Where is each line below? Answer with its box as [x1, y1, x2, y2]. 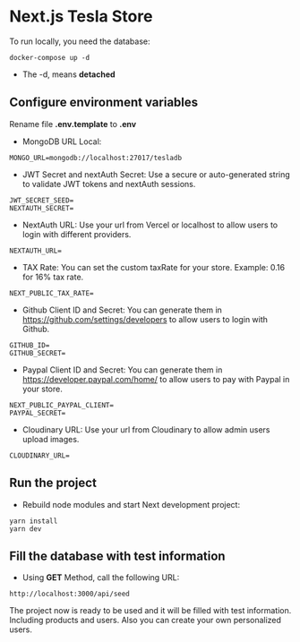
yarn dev [9, 524, 42, 534]
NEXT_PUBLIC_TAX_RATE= [9, 288, 94, 297]
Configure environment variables [9, 95, 199, 110]
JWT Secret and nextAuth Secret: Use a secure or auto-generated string [21, 168, 291, 180]
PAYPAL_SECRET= [9, 408, 66, 417]
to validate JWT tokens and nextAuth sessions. [21, 178, 196, 189]
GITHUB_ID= [9, 340, 50, 350]
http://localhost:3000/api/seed [9, 589, 130, 599]
